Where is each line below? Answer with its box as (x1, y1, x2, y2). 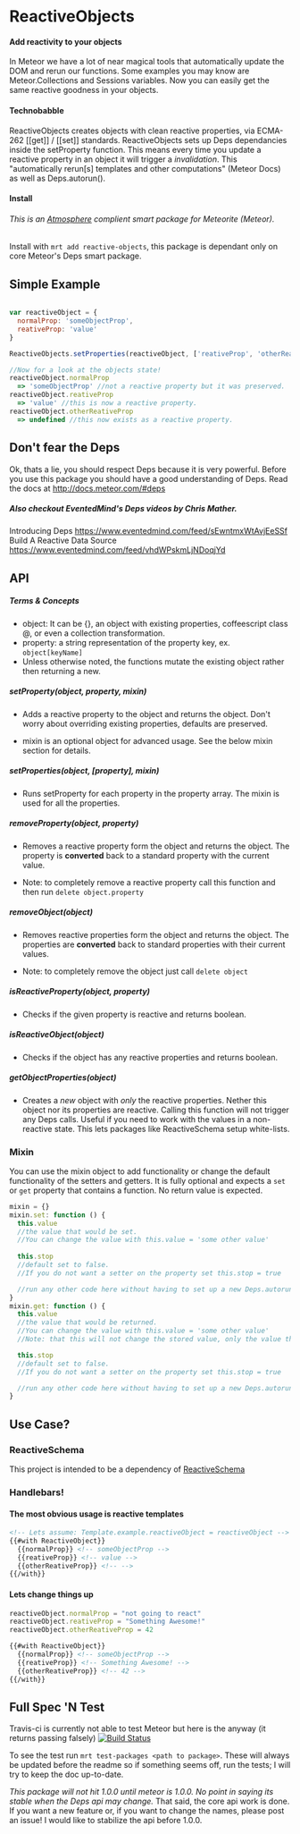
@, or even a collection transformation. (21, 628, 165, 638)
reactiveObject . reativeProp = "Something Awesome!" (9, 1617, 205, 1627)
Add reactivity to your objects (9, 36, 122, 46)
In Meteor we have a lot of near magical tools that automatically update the (9, 56, 285, 67)
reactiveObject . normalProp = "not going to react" (9, 1609, 202, 1618)
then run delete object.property (21, 886, 145, 897)
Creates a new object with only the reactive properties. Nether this (21, 1094, 268, 1105)
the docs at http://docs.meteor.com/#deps (9, 483, 166, 494)
